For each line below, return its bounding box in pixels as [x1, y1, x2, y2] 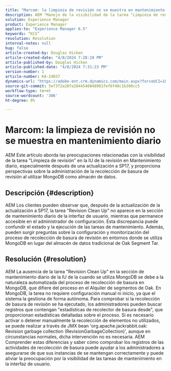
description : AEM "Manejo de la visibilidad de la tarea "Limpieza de [5, 12, 158, 17]
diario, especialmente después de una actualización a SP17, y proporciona [5, 163, 160, 169]
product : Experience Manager [5, 21, 67, 27]
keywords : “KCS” [5, 31, 40, 36]
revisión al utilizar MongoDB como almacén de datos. [5, 174, 117, 180]
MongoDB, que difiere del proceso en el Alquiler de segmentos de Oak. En [5, 285, 161, 291]
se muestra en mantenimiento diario [5, 135, 161, 147]
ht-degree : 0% [5, 98, 36, 103]
